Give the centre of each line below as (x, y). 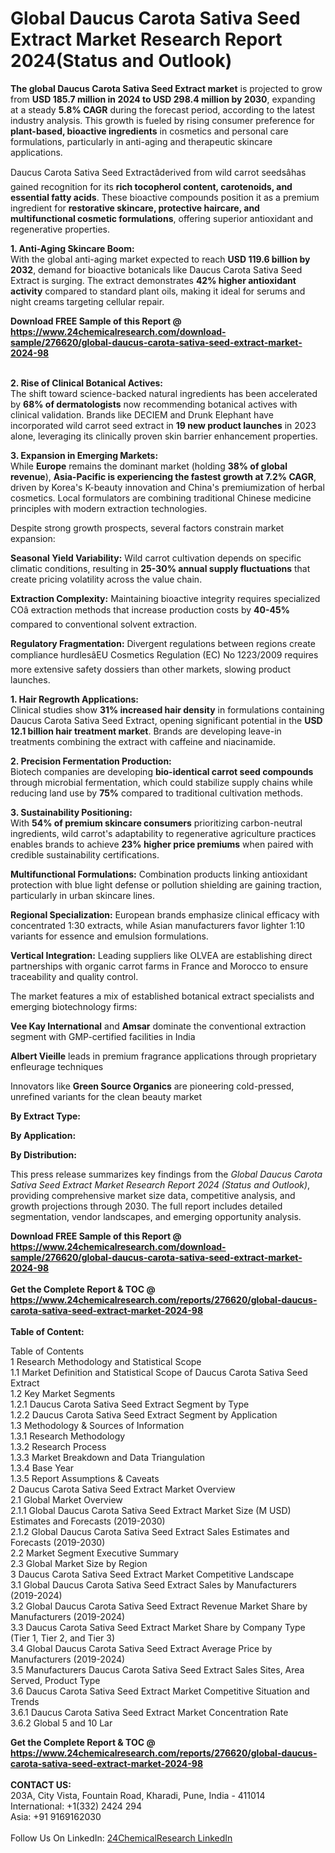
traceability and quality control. (74, 976)
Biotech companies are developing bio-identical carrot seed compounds (162, 771)
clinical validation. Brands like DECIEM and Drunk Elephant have (142, 414)
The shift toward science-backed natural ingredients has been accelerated (164, 393)
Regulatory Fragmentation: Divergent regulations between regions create (163, 643)
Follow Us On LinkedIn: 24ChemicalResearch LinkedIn (121, 1838)
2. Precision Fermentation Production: (91, 761)
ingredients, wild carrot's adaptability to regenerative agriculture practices (163, 833)
